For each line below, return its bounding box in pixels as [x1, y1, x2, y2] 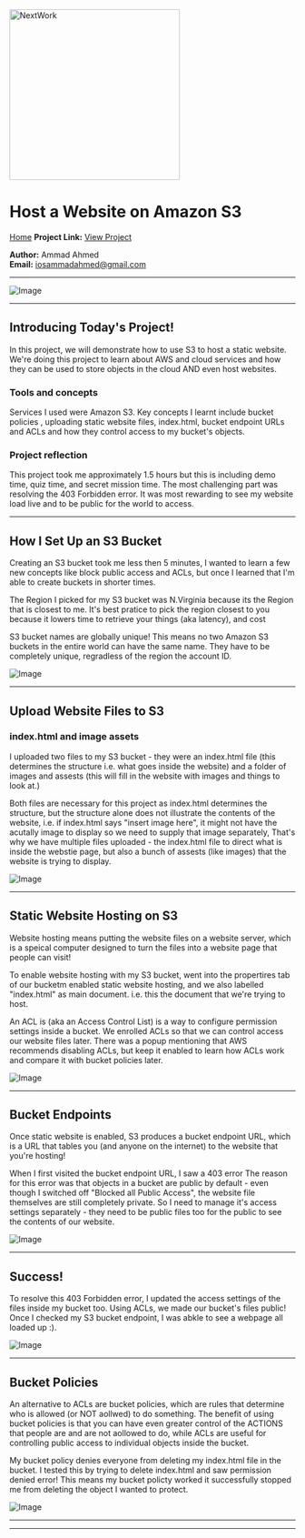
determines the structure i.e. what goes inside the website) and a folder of [9, 760, 287, 771]
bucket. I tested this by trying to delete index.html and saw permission [9, 1464, 272, 1476]
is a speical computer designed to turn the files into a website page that [9, 941, 278, 953]
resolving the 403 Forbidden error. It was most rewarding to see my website [9, 488, 293, 499]
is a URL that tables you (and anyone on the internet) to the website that [9, 1141, 279, 1151]
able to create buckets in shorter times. [9, 577, 156, 588]
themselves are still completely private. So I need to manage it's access [9, 1197, 277, 1208]
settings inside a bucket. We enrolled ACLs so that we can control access [9, 1025, 284, 1036]
